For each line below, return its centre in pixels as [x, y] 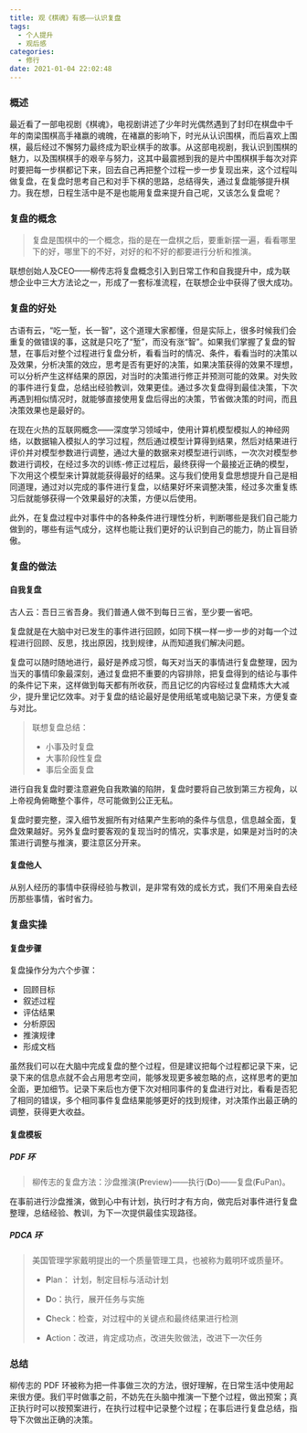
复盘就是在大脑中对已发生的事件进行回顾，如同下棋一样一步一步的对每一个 [149, 631]
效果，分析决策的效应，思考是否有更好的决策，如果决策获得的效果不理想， [157, 364]
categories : [32, 52]
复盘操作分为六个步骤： [53, 971]
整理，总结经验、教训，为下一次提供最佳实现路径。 [106, 1213]
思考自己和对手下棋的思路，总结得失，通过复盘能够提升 [177, 181]
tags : [20, 27]
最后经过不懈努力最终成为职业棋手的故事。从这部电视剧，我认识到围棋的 [161, 147]
